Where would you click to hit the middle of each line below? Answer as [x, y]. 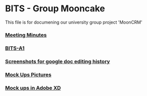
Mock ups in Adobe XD [33, 88]
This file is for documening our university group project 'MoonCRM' [74, 22]
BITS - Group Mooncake [55, 9]
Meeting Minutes [26, 35]
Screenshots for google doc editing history [57, 61]
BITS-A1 [15, 48]
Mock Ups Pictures [28, 74]
